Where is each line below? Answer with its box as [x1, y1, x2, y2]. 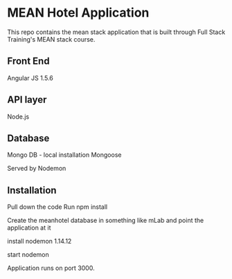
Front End [7, 56, 50, 67]
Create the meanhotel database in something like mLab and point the [7, 217, 204, 225]
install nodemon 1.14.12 [7, 237, 72, 246]
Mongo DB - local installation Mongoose [7, 151, 122, 159]
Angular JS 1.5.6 [7, 74, 53, 82]
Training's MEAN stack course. [7, 35, 96, 43]
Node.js [7, 112, 30, 121]
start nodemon [7, 251, 50, 259]
